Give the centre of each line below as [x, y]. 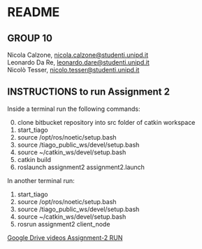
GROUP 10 [30, 38]
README [34, 12]
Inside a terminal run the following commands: [74, 109]
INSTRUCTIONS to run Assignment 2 [88, 92]
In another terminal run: [41, 180]
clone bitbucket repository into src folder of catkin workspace [106, 122]
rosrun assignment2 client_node [64, 224]
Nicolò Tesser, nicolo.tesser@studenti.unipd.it [73, 70]
